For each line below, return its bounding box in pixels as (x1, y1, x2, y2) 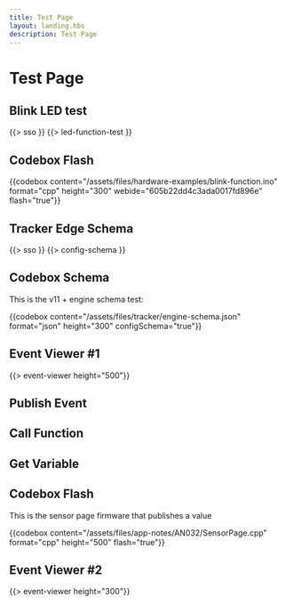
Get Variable (9, 456, 80, 472)
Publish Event (9, 396, 87, 411)
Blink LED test (9, 103, 87, 118)
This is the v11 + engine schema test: (9, 294, 144, 304)
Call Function (9, 426, 84, 441)
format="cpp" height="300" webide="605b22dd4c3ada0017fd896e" (9, 186, 263, 197)
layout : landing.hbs (9, 21, 86, 30)
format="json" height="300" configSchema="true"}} (9, 320, 203, 331)
